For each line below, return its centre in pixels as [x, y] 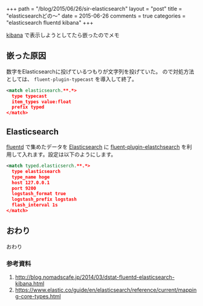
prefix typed [28, 107]
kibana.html [30, 283]
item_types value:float [41, 102]
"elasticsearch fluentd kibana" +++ [50, 23]
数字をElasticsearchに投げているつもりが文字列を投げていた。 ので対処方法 [100, 71]
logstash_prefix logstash [44, 199]
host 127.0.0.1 [31, 183]
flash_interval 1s [35, 205]
